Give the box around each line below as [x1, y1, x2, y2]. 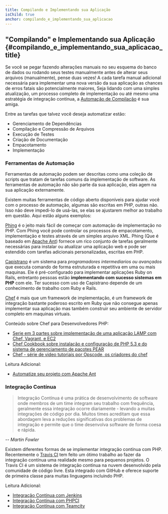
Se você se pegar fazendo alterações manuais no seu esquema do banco [5, 64, 157, 70]
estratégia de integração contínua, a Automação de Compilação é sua [5, 96, 149, 102]
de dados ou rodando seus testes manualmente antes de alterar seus [5, 70, 148, 76]
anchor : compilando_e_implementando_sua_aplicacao [5, 17, 113, 22]
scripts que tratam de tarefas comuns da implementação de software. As [5, 176, 156, 183]
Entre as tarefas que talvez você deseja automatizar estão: [5, 111, 126, 117]
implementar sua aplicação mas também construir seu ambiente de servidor [5, 306, 162, 312]
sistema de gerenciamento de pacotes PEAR [12, 346, 104, 352]
